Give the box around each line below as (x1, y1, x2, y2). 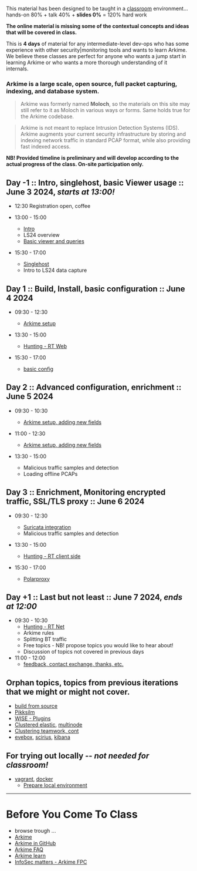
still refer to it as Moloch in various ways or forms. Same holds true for (20, 107, 191, 114)
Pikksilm (14, 709, 35, 716)
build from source (14, 702, 58, 709)
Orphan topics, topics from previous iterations (6, 678, 179, 688)
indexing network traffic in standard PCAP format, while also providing (20, 137, 191, 144)
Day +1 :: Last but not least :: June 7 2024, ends (6, 592, 183, 602)
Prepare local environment (23, 781, 88, 789)
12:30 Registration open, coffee (14, 203, 91, 210)
